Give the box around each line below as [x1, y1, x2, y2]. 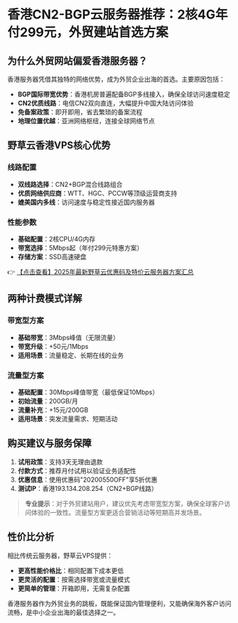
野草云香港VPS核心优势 [7, 139, 112, 151]
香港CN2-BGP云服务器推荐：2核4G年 [7, 6, 229, 23]
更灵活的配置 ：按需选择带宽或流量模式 [17, 575, 130, 583]
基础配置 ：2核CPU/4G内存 [17, 234, 96, 243]
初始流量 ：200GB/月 [17, 396, 78, 405]
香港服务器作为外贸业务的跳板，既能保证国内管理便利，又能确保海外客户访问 [7, 599, 232, 607]
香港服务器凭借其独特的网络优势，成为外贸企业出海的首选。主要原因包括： [7, 75, 225, 83]
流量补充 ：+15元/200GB [17, 406, 89, 414]
